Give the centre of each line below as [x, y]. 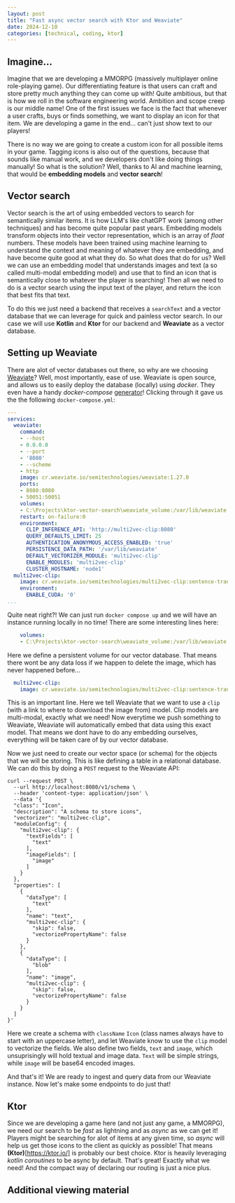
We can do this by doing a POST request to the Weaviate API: [94, 768]
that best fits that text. [39, 294]
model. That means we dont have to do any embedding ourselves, [102, 733]
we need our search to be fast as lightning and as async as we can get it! [113, 1131]
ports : [29, 484]
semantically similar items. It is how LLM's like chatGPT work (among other [115, 220]
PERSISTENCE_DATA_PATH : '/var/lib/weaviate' [92, 550]
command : [33, 432]
